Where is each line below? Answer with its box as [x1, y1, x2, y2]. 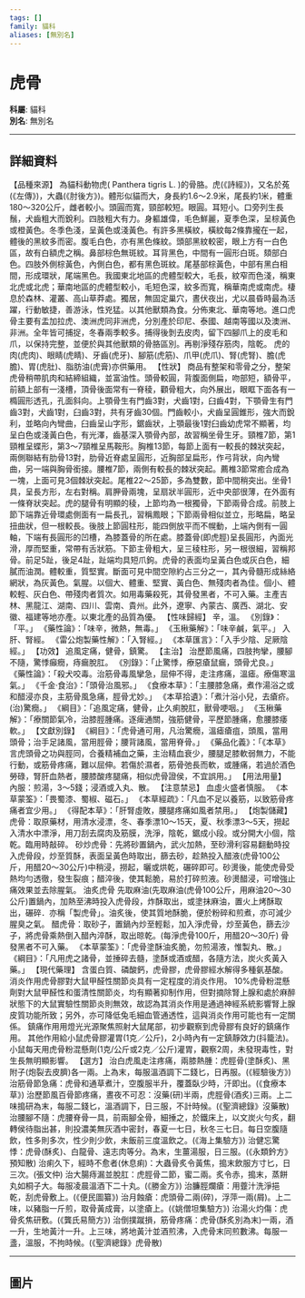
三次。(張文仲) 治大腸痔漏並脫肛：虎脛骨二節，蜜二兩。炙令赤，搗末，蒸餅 [9, 1169, 289, 1180]
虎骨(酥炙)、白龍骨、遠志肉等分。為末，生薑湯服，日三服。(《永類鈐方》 [25, 1146, 293, 1157]
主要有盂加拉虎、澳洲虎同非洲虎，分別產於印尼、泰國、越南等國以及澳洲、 [16, 316, 296, 327]
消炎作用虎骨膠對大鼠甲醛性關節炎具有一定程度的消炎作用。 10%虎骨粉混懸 [9, 976, 290, 987]
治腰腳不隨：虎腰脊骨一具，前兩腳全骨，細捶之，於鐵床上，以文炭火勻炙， [9, 1112, 288, 1123]
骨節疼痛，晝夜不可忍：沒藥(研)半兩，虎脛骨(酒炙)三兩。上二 [66, 1090, 293, 1100]
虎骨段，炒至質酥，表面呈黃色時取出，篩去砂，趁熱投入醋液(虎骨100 [16, 850, 272, 861]
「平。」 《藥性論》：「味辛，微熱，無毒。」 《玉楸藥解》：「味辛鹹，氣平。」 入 [9, 623, 290, 634]
